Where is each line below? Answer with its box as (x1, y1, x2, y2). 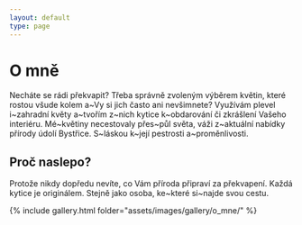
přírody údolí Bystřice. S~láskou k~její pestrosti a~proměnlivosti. (9, 128, 250, 139)
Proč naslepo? (9, 154, 92, 169)
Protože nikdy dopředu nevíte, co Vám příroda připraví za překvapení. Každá (9, 178, 293, 189)
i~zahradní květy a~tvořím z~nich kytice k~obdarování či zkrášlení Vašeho (9, 109, 287, 120)
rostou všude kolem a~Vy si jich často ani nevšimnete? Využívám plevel (9, 100, 276, 111)
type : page (9, 22, 50, 31)
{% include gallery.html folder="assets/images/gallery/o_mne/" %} (9, 205, 258, 216)
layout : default (9, 13, 70, 22)
